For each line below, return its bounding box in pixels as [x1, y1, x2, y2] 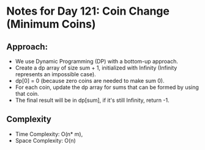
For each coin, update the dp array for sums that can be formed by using [15, 84, 199, 91]
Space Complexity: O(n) [15, 137, 76, 144]
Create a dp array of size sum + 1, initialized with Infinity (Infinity [15, 64, 177, 71]
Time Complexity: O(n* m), [15, 130, 83, 138]
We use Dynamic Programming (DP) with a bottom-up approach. [15, 58, 179, 65]
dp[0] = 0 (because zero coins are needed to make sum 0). [15, 77, 165, 84]
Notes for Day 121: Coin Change [6, 4, 170, 18]
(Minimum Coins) [6, 17, 96, 31]
